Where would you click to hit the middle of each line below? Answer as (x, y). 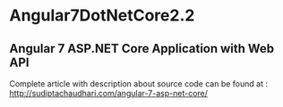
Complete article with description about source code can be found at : (139, 84)
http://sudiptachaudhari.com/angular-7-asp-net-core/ (109, 93)
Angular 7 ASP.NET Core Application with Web (142, 49)
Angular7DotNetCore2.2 (102, 16)
